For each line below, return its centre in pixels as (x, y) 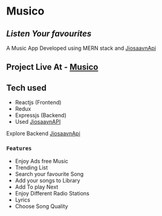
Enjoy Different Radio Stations (52, 193)
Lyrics (22, 200)
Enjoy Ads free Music (41, 161)
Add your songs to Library (47, 180)
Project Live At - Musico (52, 67)
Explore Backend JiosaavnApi (43, 133)
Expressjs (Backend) (40, 115)
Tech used (26, 88)
